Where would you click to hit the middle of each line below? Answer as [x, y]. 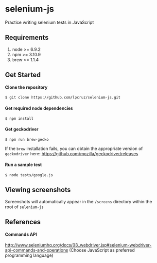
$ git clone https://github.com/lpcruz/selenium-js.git [63, 98]
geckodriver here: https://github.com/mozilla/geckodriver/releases [72, 153]
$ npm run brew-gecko [27, 139]
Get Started [23, 75]
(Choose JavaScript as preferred [102, 250]
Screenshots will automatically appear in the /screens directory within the [78, 201]
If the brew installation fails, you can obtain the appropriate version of [74, 148]
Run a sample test [24, 165]
